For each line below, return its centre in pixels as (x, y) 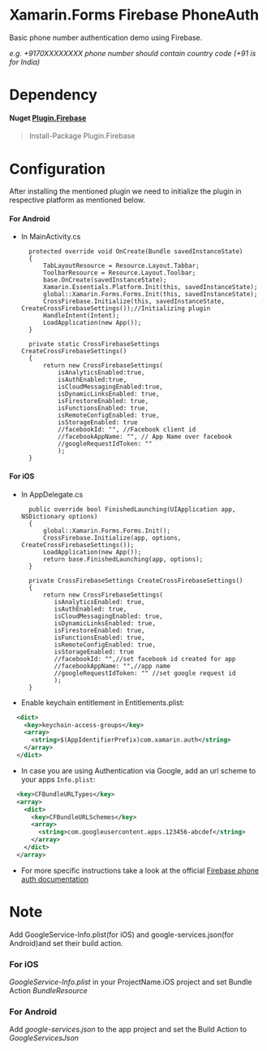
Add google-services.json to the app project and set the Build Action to (128, 1029)
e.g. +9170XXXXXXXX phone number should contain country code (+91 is (133, 53)
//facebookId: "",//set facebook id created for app (145, 659)
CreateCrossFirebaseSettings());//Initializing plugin (116, 309)
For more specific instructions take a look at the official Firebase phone (140, 870)
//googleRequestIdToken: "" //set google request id (145, 673)
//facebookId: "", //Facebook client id (127, 430)
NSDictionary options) (59, 516)
